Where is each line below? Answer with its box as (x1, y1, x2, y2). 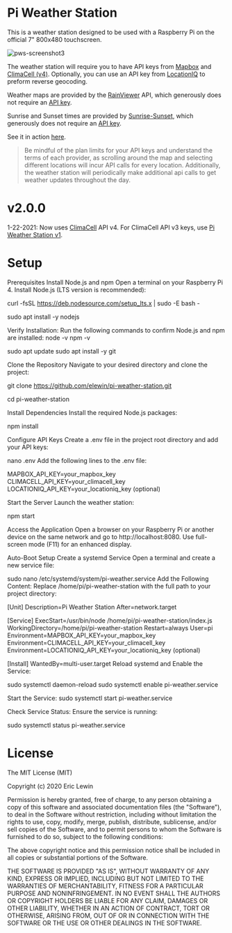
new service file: (7, 561, 55, 569)
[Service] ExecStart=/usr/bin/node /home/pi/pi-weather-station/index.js (7, 616, 213, 625)
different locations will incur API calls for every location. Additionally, (24, 160, 221, 169)
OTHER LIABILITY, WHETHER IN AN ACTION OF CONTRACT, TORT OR (7, 904, 210, 912)
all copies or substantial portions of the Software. (7, 853, 148, 862)
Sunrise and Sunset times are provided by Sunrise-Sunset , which (7, 112, 194, 120)
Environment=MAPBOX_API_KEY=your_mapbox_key (7, 631, 156, 639)
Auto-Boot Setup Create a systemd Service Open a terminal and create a (7, 553, 215, 562)
